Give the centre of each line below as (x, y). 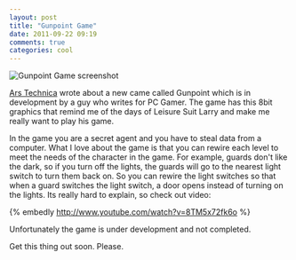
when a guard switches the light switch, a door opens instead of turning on (146, 185)
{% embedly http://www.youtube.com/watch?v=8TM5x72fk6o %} (130, 212)
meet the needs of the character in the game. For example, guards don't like (148, 157)
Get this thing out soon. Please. (67, 247)
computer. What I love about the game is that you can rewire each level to (144, 148)
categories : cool (41, 51)
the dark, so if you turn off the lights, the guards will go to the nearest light (145, 167)
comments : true (37, 42)
